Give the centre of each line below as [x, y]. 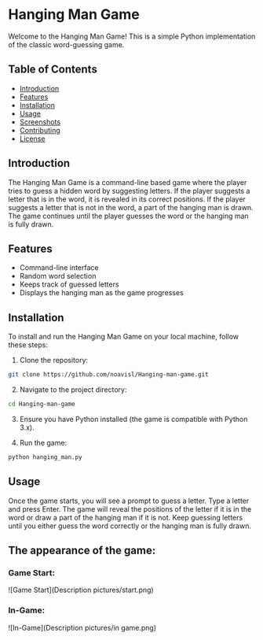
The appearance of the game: [82, 551]
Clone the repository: [54, 361]
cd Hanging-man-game [42, 404]
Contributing [40, 130]
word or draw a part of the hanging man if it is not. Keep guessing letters [126, 517]
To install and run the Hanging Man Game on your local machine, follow [124, 337]
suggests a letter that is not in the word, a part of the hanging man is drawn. [131, 207]
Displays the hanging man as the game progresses [102, 293]
